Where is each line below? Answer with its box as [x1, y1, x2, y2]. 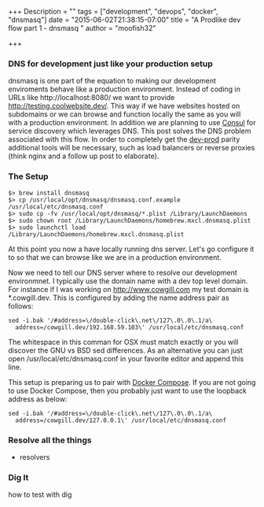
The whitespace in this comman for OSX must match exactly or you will [8, 337, 239, 346]
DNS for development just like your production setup [8, 58, 214, 69]
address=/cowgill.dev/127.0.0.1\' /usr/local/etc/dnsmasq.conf [15, 416, 226, 424]
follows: [8, 301, 34, 310]
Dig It [8, 472, 29, 483]
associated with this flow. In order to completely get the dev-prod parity [8, 135, 240, 144]
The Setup [8, 171, 49, 182]
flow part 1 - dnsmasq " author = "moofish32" [8, 24, 156, 32]
